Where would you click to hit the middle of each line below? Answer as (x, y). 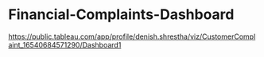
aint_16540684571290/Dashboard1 (65, 44)
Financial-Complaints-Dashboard (121, 15)
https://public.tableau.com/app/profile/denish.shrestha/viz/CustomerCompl (132, 36)
